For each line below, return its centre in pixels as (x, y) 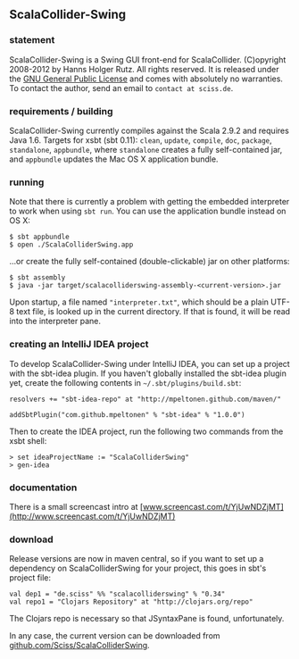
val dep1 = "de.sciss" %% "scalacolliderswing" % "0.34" (117, 594)
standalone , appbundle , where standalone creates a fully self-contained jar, (146, 149)
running (27, 182)
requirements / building (61, 111)
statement (32, 40)
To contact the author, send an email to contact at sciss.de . (121, 88)
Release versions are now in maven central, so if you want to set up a (137, 559)
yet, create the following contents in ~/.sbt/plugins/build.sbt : (125, 382)
